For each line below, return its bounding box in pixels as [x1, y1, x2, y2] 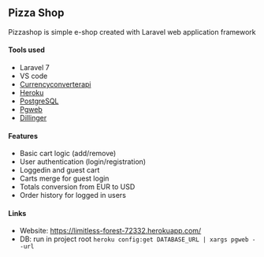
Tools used [8, 45, 46, 54]
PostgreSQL [19, 96, 59, 106]
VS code [19, 71, 48, 81]
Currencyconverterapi [19, 80, 91, 89]
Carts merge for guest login [19, 173, 110, 184]
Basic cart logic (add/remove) [19, 149, 117, 158]
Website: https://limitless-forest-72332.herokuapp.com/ [19, 226, 202, 236]
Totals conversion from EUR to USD [19, 182, 136, 192]
